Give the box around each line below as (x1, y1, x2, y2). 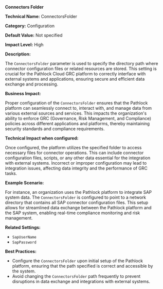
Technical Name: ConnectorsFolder (5, 14, 77, 19)
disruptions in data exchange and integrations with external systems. (12, 279, 150, 284)
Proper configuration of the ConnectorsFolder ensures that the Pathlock (5, 100, 148, 106)
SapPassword (12, 240, 36, 245)
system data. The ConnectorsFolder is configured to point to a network (5, 194, 146, 200)
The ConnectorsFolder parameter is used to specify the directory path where (5, 61, 158, 66)
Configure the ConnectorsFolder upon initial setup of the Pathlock (12, 258, 143, 264)
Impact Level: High (5, 42, 44, 48)
